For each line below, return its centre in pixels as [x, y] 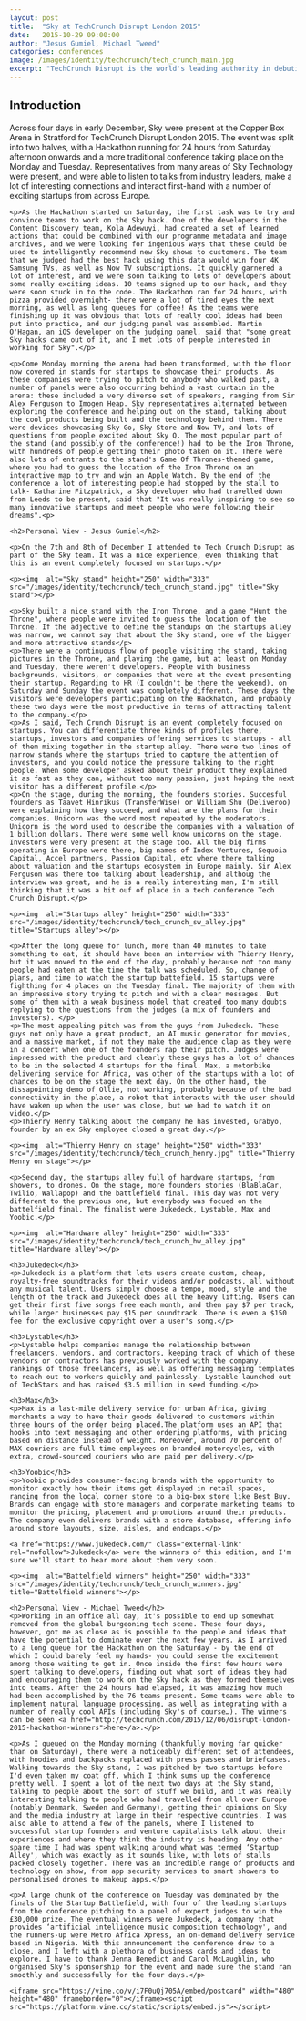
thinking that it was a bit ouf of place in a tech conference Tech [142, 890]
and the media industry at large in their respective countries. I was [148, 1815]
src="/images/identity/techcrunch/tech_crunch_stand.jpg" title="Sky [144, 587]
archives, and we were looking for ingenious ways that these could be [148, 244]
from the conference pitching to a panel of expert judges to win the [146, 1911]
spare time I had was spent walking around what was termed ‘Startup [144, 1847]
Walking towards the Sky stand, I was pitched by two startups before [146, 1768]
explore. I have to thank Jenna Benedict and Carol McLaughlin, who [142, 1959]
